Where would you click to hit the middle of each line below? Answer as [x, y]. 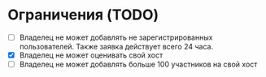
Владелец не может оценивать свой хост [91, 55]
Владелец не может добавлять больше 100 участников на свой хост [138, 64]
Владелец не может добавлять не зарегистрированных [116, 37]
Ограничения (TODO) [83, 15]
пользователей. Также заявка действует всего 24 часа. [116, 47]
